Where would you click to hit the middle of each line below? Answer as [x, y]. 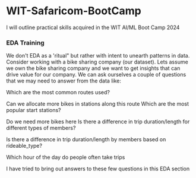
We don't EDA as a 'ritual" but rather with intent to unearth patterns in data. [98, 56]
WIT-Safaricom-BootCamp [74, 11]
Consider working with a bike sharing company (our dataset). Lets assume [97, 62]
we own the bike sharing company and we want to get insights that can [93, 68]
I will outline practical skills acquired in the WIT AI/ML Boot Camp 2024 [93, 27]
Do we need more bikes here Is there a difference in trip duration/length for [98, 122]
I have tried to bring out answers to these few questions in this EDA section [98, 169]
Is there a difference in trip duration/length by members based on [86, 139]
